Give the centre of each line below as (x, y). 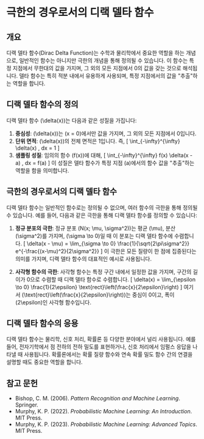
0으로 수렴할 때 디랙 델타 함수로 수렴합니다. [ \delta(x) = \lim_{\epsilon (111, 279)
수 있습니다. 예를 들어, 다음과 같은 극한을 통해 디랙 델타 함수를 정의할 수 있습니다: (102, 215)
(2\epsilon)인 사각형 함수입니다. (53, 302)
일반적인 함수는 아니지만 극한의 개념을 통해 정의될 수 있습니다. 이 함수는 (104, 61)
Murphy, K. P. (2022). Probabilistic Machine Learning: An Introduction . (104, 411)
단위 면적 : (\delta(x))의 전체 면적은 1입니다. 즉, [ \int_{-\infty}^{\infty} (98, 141)
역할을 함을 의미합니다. (42, 170)
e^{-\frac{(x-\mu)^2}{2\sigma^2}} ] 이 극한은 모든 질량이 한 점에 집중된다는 (106, 251)
